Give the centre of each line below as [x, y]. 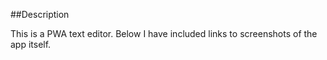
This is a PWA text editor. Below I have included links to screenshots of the [164, 33]
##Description [40, 14]
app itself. [31, 44]
